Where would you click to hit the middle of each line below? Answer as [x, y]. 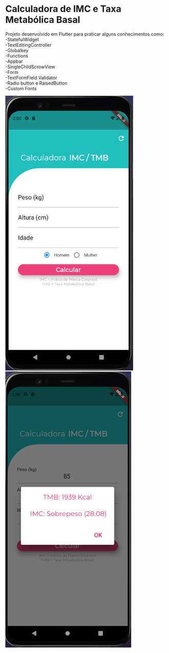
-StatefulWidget [22, 39]
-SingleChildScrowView [30, 67]
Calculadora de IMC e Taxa [63, 9]
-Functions [17, 56]
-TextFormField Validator [31, 77]
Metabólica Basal [43, 20]
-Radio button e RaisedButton [36, 83]
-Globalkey [17, 50]
